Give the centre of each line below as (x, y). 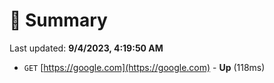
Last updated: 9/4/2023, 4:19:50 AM (86, 48)
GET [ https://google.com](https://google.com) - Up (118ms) (144, 67)
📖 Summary (58, 20)
